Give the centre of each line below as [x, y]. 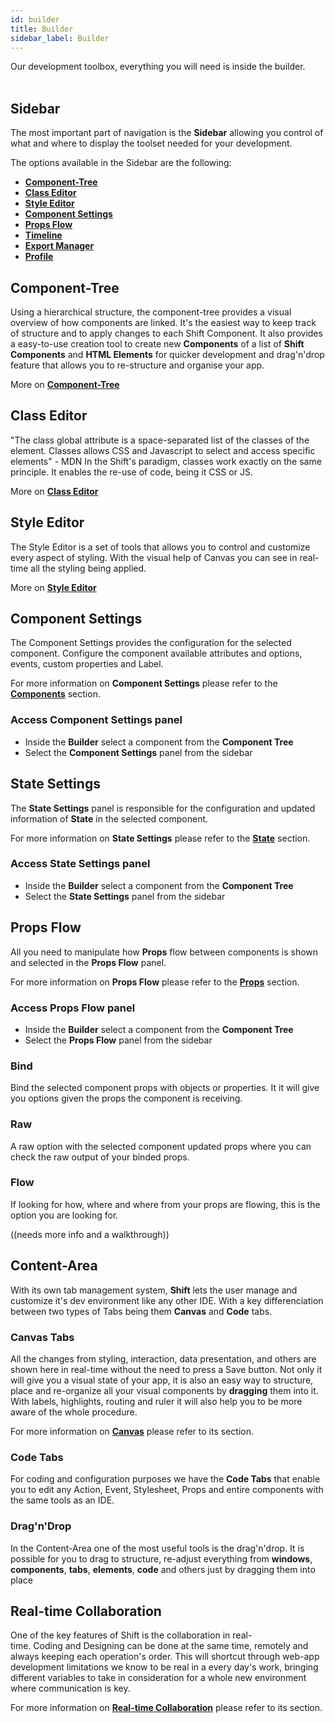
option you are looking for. [64, 1215]
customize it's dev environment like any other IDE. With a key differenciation [167, 1300]
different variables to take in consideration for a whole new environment [158, 1678]
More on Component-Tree [65, 384]
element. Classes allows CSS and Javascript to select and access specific [163, 450]
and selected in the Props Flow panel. [88, 962]
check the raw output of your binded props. [100, 1157]
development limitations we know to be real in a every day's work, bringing [164, 1667]
